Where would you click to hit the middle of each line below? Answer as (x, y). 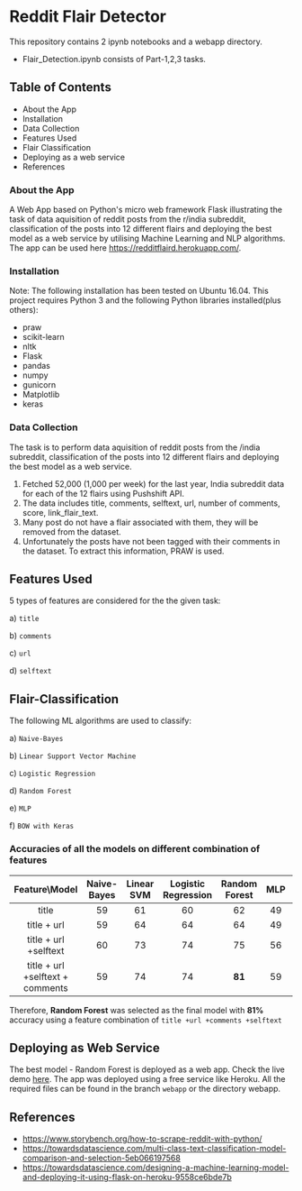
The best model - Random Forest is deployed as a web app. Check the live (147, 1069)
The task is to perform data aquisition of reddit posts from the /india (135, 447)
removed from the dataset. (71, 531)
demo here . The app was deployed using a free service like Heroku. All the (147, 1079)
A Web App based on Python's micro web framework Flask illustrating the (146, 210)
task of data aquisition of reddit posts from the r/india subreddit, (128, 219)
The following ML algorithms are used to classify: (100, 721)
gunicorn (39, 385)
